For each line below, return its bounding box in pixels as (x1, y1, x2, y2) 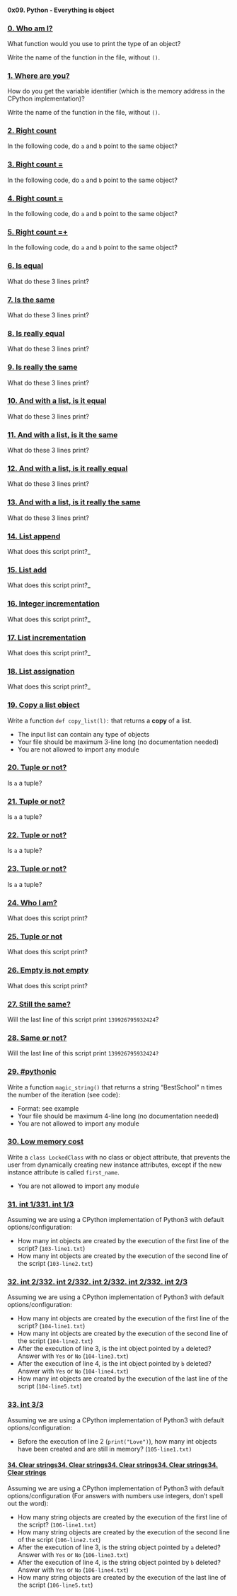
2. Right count (7, 126, 57, 136)
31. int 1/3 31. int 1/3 (7, 1199, 74, 1209)
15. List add (7, 565, 47, 575)
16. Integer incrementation (7, 599, 100, 609)
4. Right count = (7, 193, 64, 203)
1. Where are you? (7, 71, 70, 81)
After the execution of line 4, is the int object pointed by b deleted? (17, 1359, 212, 1368)
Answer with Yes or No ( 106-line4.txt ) (17, 1566, 129, 1574)
